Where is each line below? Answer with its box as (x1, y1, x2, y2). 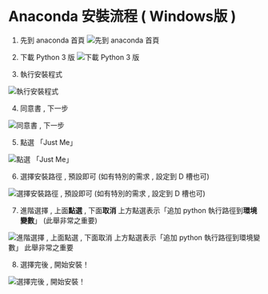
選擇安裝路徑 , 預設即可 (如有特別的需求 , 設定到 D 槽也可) (19, 171, 210, 181)
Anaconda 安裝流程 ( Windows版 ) (8, 7, 237, 26)
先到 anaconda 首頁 (19, 35, 86, 45)
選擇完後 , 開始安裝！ (19, 260, 90, 269)
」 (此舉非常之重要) (34, 215, 98, 225)
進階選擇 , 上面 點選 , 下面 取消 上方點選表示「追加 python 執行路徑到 (19, 205, 244, 215)
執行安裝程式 (19, 69, 62, 79)
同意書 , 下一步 (19, 103, 69, 113)
